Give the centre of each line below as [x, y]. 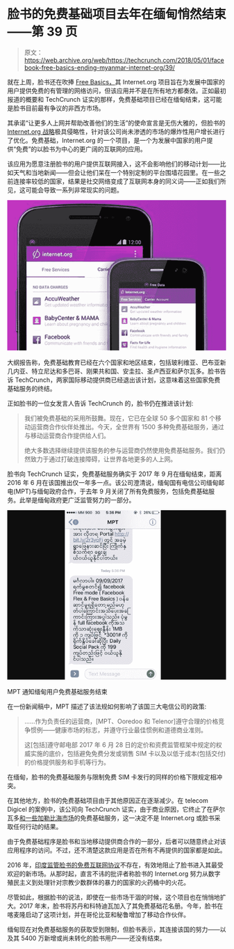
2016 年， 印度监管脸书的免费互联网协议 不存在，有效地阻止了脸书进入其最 [112, 865]
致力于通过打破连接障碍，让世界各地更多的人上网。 [103, 459]
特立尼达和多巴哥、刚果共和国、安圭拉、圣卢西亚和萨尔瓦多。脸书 [125, 371]
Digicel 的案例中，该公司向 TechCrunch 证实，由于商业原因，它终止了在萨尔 [116, 810]
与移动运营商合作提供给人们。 [67, 435]
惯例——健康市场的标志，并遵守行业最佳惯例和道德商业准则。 [118, 730]
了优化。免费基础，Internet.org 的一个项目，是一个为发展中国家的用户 [107, 140]
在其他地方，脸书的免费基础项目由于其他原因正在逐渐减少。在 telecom [108, 801]
